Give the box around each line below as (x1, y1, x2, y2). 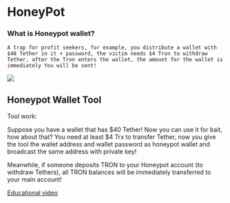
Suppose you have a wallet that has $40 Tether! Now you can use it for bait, (7, 125, 222, 134)
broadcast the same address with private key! (7, 147, 137, 156)
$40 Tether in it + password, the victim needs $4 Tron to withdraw (7, 50, 208, 57)
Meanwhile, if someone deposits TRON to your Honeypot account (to (7, 161, 203, 169)
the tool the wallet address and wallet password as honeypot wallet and (7, 140, 210, 149)
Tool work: (7, 112, 37, 120)
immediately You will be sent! (7, 63, 97, 70)
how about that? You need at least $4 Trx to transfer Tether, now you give (7, 133, 216, 141)
